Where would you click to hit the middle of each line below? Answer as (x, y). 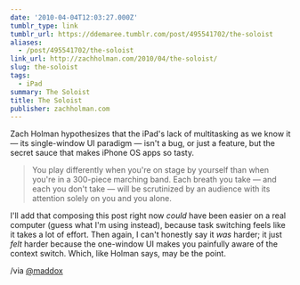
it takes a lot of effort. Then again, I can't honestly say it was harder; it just (146, 235)
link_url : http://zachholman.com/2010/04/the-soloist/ (114, 59)
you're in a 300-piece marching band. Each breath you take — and (154, 180)
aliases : (26, 42)
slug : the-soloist (44, 68)
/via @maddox (36, 271)
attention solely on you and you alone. (102, 199)
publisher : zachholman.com (60, 109)
